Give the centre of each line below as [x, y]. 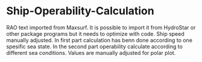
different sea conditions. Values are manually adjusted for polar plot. [91, 52]
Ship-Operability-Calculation [80, 11]
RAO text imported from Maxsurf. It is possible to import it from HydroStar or [101, 27]
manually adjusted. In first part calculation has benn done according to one [99, 40]
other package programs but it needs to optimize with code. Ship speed [96, 33]
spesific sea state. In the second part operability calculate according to [94, 46]
